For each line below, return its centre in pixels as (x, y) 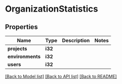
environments (24, 57)
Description (76, 41)
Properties (21, 27)
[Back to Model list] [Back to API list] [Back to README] (61, 76)
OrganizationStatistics (52, 9)
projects (18, 49)
